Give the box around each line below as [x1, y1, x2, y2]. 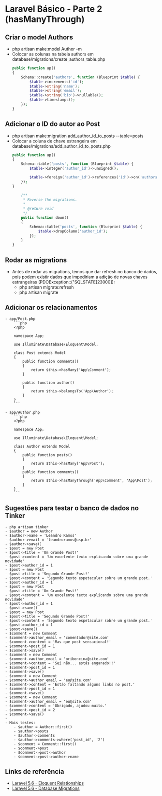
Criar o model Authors [5, 33, 74, 41]
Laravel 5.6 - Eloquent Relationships [12, 780, 84, 786]
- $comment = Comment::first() [14, 742, 77, 746]
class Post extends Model [14, 350, 66, 355]
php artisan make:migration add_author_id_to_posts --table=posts [12, 133, 144, 139]
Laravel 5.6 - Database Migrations [12, 785, 80, 791]
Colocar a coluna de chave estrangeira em [12, 138, 97, 144]
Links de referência [5, 767, 64, 776]
